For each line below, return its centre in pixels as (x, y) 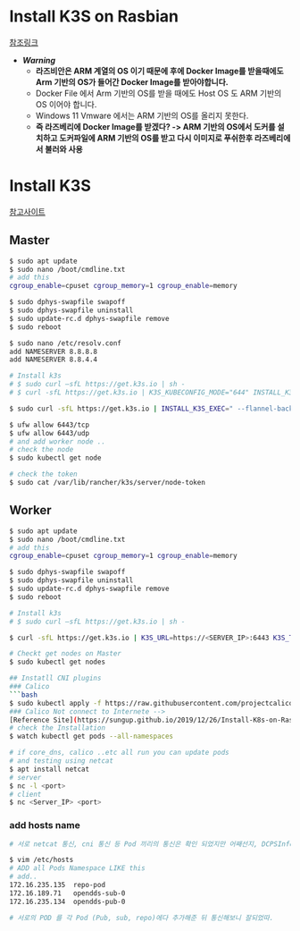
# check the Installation (57, 728)
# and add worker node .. (57, 441)
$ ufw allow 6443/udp (50, 433)
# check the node (42, 450)
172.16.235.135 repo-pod (57, 885)
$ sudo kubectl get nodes (57, 662)
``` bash (24, 695)
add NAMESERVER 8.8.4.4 (54, 360)
